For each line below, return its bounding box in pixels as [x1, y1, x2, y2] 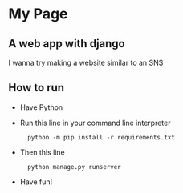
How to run [8, 81, 65, 94]
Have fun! [19, 177, 53, 187]
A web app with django [8, 37, 126, 50]
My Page [8, 5, 68, 23]
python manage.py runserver [27, 163, 122, 171]
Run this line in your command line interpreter [19, 118, 171, 127]
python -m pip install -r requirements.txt [27, 133, 175, 141]
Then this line [19, 147, 66, 157]
